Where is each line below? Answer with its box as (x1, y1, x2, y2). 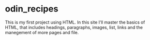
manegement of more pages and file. (5, 29, 79, 35)
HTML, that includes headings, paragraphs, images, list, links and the (5, 24, 143, 30)
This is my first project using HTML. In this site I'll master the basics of (5, 19, 145, 25)
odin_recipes (5, 3, 59, 14)
